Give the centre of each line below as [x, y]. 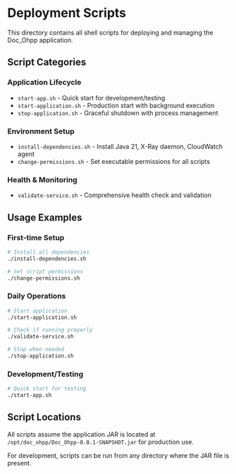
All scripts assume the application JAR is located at [81, 434]
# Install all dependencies [49, 252]
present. [19, 463]
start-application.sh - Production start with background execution [116, 105]
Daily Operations [37, 296]
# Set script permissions [45, 271]
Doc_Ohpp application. [40, 40]
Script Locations [44, 417]
